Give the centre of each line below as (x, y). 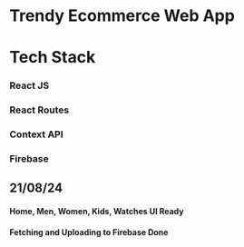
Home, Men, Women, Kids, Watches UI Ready (97, 212)
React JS (29, 85)
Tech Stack (53, 58)
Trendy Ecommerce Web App (122, 16)
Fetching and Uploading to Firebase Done (89, 232)
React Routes (39, 110)
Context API (36, 134)
